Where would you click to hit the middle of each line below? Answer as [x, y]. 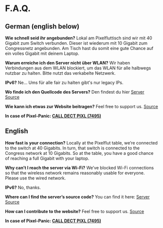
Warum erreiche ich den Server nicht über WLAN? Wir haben [68, 63]
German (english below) [42, 26]
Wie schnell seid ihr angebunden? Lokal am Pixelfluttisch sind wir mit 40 [79, 38]
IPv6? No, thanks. [23, 187]
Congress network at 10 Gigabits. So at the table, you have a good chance [79, 153]
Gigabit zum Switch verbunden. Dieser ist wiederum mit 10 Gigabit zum [76, 43]
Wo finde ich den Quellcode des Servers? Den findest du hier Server [75, 92]
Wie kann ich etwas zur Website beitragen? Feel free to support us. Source [81, 106]
